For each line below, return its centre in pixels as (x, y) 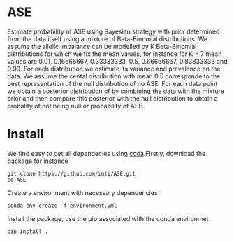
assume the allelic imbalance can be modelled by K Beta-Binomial (102, 46)
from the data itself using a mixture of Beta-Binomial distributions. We (108, 38)
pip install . (28, 232)
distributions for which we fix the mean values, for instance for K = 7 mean (115, 54)
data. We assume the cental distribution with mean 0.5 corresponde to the (114, 76)
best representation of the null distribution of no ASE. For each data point (112, 83)
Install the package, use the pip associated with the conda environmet (108, 218)
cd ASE (17, 180)
